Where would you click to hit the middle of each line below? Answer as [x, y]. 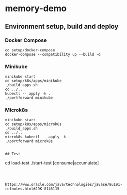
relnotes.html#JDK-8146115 [32, 189]
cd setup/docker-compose [30, 50]
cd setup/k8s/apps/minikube [33, 81]
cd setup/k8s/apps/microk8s [33, 124]
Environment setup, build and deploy [62, 26]
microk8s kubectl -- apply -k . [38, 137]
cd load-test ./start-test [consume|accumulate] [52, 163]
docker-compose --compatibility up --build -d [53, 54]
